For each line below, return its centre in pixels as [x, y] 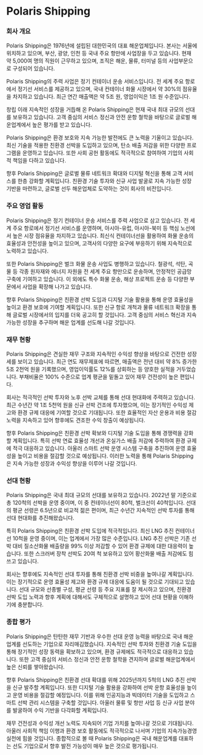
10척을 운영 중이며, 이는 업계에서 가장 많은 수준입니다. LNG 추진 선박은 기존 [101, 538]
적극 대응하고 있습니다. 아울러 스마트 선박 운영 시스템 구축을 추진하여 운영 [99, 448]
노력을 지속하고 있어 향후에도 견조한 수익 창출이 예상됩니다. [76, 420]
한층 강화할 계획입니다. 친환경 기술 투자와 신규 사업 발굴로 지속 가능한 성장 [105, 181]
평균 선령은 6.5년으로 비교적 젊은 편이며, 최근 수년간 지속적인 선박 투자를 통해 [104, 510]
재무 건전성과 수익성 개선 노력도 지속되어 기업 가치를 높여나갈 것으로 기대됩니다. [100, 723]
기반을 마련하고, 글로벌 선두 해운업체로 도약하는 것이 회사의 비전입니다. [89, 189]
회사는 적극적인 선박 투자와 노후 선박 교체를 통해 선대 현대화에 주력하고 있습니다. [101, 397]
